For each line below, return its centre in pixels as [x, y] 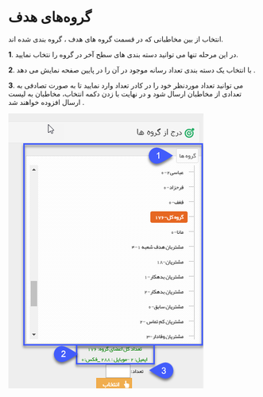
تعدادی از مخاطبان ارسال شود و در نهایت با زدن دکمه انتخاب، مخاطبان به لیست [125, 93]
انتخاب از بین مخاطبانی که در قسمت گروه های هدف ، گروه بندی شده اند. [116, 39]
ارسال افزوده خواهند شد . [46, 102]
